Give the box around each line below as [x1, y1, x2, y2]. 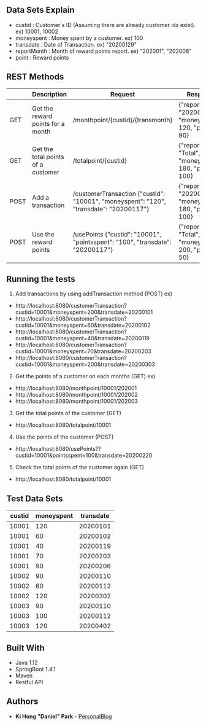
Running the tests [6, 274, 75, 284]
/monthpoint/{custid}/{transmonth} [72, 115, 173, 124]
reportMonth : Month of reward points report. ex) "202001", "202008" [15, 47, 192, 55]
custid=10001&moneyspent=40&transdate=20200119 [15, 335, 150, 342]
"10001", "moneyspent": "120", [72, 197, 166, 205]
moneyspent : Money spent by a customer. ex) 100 [15, 34, 143, 42]
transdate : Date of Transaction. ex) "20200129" [15, 41, 137, 48]
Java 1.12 [15, 659, 38, 666]
